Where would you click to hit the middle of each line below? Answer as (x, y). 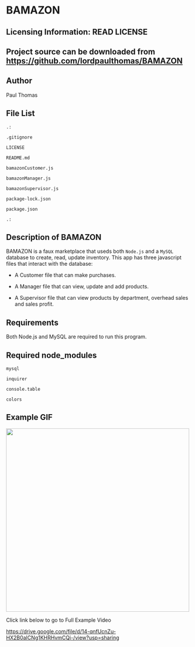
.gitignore (19, 137)
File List (20, 114)
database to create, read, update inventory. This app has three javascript (94, 258)
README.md (18, 158)
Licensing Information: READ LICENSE (77, 32)
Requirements (32, 322)
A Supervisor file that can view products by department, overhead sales (101, 298)
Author (19, 81)
